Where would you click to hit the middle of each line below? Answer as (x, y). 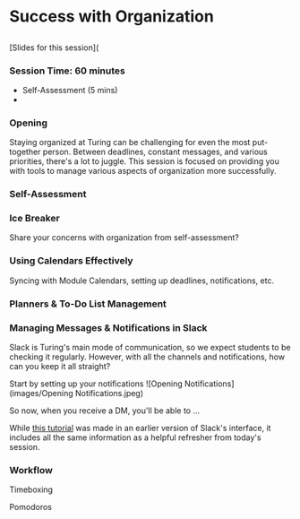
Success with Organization (112, 17)
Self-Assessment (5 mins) (70, 90)
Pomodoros (30, 507)
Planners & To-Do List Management (88, 304)
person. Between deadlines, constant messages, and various (155, 152)
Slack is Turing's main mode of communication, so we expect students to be (150, 347)
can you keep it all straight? (60, 366)
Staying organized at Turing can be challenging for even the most (130, 143)
